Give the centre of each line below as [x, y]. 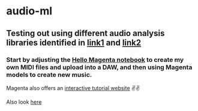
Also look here [24, 102]
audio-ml [29, 11]
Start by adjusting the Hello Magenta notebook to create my [95, 59]
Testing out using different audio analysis [85, 33]
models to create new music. [49, 74]
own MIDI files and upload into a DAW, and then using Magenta [99, 67]
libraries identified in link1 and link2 [74, 42]
